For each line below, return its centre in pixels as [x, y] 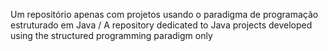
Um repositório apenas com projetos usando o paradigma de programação [164, 14]
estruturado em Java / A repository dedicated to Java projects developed [161, 25]
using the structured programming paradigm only [111, 35]
